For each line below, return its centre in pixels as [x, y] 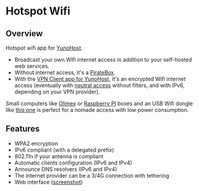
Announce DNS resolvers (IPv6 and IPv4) [66, 169]
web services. [32, 66]
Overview [24, 34]
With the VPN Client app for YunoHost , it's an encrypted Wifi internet [100, 79]
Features [23, 129]
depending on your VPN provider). [57, 92]
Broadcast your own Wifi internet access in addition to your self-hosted [103, 60]
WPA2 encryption [36, 143]
